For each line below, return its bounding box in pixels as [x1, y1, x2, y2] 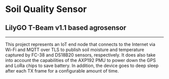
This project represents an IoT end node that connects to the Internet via [5, 41, 156, 47]
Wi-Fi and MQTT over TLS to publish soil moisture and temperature [5, 46, 144, 52]
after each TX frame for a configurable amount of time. [5, 68, 119, 73]
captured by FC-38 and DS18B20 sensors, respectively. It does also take [5, 52, 156, 58]
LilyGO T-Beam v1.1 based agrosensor [5, 23, 127, 32]
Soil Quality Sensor [5, 3, 87, 15]
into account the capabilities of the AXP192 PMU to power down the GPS [5, 57, 156, 63]
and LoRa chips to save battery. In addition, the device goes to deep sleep [5, 62, 159, 68]
